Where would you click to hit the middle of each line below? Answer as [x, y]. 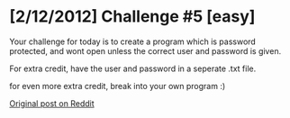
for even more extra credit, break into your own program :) [118, 86]
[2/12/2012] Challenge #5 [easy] [132, 17]
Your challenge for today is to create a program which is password [133, 41]
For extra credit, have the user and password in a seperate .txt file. [133, 68]
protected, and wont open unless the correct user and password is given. [145, 50]
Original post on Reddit [52, 103]
